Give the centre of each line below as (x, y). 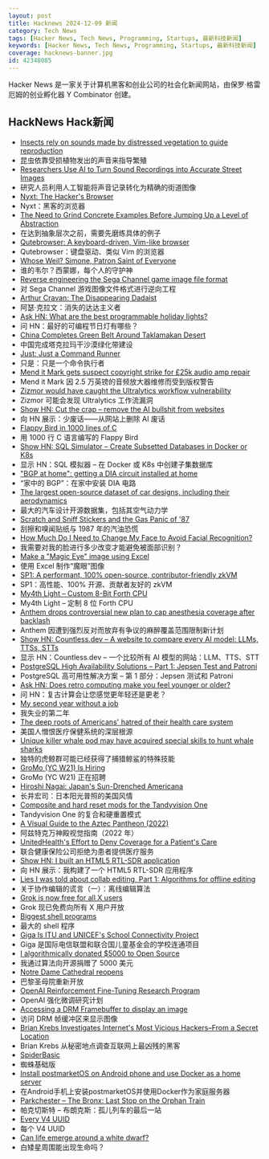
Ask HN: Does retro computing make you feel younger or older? (125, 684)
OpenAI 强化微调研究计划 (61, 1000)
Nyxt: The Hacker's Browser (67, 196)
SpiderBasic (40, 1055)
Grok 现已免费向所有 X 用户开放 (72, 907)
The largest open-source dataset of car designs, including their (125, 492)
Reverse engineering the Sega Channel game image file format (124, 279)
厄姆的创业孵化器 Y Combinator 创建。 (72, 94)
